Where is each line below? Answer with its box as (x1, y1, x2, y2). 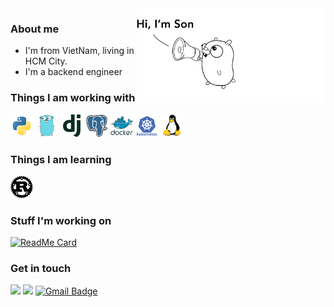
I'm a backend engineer (24, 66, 123, 78)
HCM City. (24, 55, 68, 67)
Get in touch (10, 262, 72, 276)
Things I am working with (10, 91, 136, 105)
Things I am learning (10, 152, 112, 166)
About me (10, 22, 60, 36)
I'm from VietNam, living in (24, 45, 135, 57)
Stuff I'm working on (10, 213, 112, 227)
